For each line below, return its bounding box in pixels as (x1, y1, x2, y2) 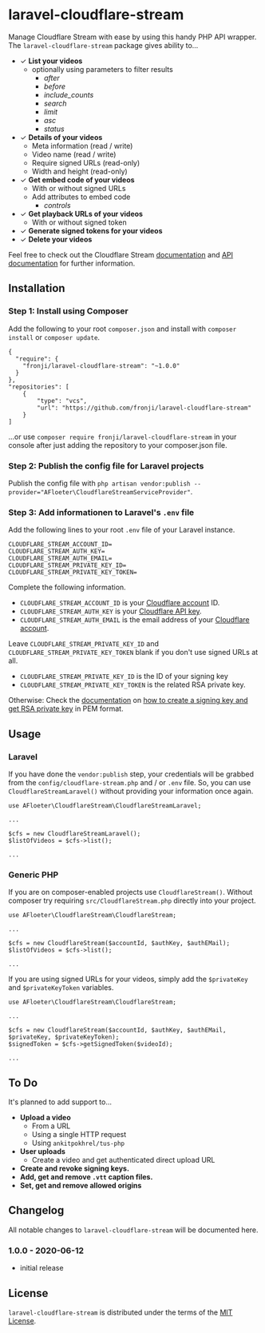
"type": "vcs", (37, 397, 88, 405)
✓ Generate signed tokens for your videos (19, 225, 163, 235)
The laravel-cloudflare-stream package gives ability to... (8, 40, 199, 50)
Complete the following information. (8, 582, 126, 593)
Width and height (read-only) (31, 166, 128, 176)
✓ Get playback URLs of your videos (19, 209, 144, 218)
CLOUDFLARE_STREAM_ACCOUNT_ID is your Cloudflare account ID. (19, 598, 220, 608)
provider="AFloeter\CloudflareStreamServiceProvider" (8, 488, 192, 497)
